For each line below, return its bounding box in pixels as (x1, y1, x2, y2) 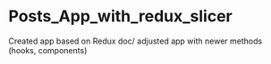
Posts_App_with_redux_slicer (8, 6, 233, 27)
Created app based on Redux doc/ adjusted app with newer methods (8, 36, 263, 46)
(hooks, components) (8, 44, 88, 55)
